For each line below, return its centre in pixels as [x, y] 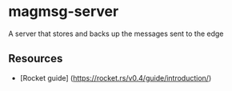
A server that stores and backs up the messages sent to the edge [116, 34]
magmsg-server [64, 12]
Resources [36, 59]
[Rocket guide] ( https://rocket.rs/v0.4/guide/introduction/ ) [116, 77]
